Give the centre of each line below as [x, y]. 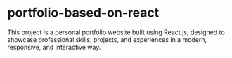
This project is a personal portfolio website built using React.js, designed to [116, 32]
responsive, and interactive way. [54, 47]
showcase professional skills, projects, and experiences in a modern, [107, 39]
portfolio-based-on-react [83, 13]
